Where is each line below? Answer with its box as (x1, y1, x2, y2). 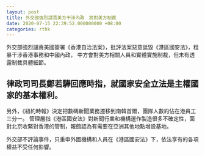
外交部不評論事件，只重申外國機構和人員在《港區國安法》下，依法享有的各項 (6, 136, 199, 143)
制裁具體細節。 (11, 59, 49, 66)
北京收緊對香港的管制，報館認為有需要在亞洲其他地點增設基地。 (11, 123, 172, 130)
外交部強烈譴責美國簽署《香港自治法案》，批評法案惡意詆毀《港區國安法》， (6, 43, 193, 51)
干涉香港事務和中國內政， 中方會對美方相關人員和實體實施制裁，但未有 (11, 51, 190, 59)
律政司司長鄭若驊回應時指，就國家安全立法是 (6, 78, 175, 89)
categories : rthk (6, 26, 51, 32)
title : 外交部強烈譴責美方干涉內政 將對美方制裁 (6, 15, 117, 21)
